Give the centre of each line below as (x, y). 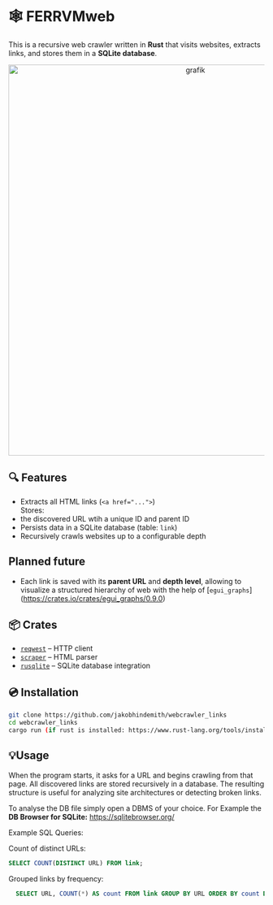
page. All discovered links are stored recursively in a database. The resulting (136, 784)
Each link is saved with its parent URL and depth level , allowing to (131, 581)
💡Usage (29, 756)
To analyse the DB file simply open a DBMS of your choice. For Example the (135, 808)
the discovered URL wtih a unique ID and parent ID (105, 518)
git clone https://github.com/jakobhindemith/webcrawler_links (118, 715)
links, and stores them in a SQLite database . (83, 53)
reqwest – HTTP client (56, 648)
